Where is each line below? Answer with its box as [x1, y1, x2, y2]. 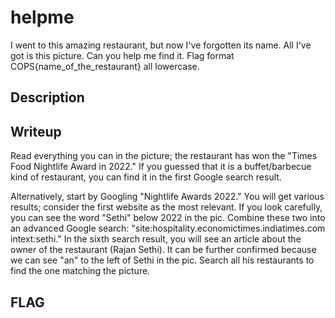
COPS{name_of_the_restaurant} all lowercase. [10, 60, 200, 72]
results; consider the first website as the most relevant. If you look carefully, [10, 201, 323, 213]
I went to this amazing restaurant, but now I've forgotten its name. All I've [10, 39, 312, 51]
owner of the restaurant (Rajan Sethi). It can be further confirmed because [10, 244, 317, 256]
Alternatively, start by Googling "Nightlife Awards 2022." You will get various [10, 191, 325, 203]
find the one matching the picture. [10, 265, 151, 277]
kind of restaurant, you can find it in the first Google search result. [10, 171, 282, 183]
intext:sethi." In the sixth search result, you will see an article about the [10, 233, 302, 245]
